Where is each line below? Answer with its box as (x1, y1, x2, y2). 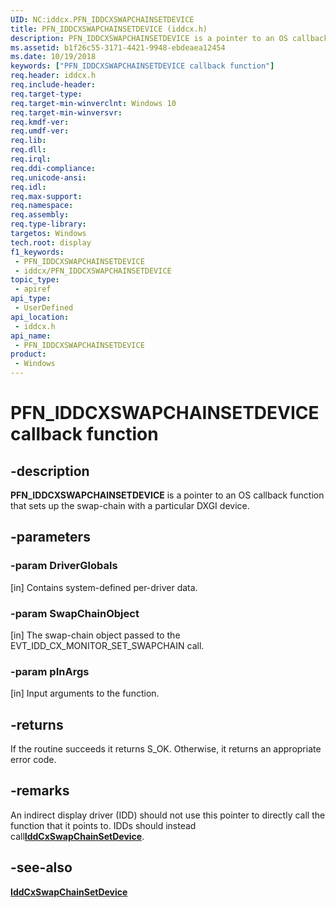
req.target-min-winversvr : (10, 107, 123, 118)
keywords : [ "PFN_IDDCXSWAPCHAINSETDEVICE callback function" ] (10, 61, 275, 71)
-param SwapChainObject (10, 606, 140, 620)
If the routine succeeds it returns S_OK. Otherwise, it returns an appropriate (10, 743, 322, 755)
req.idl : (10, 182, 47, 192)
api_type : (10, 294, 52, 304)
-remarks (10, 782, 70, 800)
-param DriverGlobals (10, 559, 118, 573)
